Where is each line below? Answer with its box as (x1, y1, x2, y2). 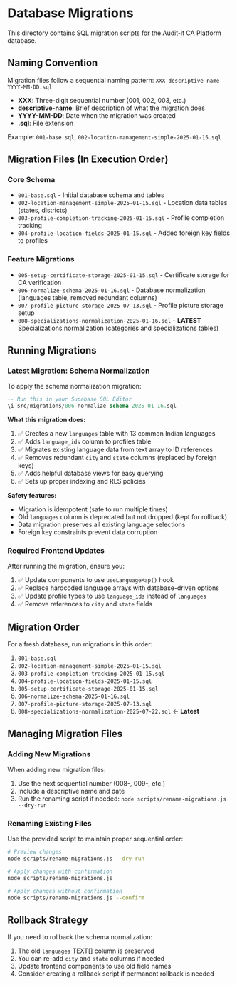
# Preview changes (7, 849, 62, 856)
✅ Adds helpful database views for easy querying (17, 469, 164, 478)
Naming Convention (7, 57, 98, 69)
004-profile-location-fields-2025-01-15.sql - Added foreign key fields (17, 229, 230, 237)
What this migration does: (7, 416, 86, 424)
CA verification (17, 278, 62, 286)
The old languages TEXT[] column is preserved (17, 946, 154, 955)
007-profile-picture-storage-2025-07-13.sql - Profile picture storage (17, 301, 224, 309)
